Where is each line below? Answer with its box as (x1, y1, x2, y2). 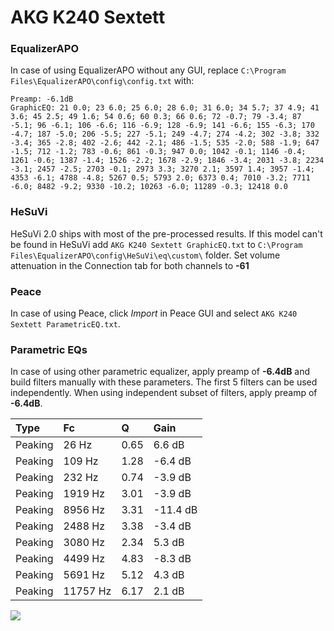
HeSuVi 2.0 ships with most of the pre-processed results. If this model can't (10, 227, 323, 240)
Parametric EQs (10, 343, 88, 356)
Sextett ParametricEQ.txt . (10, 318, 121, 330)
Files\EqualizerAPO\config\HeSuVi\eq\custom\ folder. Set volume (10, 249, 281, 261)
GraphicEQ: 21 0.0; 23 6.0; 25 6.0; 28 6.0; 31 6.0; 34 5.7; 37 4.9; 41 (10, 103, 320, 113)
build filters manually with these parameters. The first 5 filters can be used (10, 376, 318, 388)
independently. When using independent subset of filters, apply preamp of (10, 387, 318, 399)
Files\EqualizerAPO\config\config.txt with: (10, 75, 195, 87)
